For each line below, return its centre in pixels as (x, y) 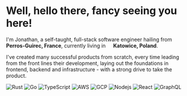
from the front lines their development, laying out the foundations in (87, 63)
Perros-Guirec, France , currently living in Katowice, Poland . (82, 46)
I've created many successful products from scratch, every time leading (93, 57)
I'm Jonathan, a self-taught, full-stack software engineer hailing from (89, 39)
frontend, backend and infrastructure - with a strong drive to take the (89, 69)
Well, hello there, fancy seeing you (91, 11)
